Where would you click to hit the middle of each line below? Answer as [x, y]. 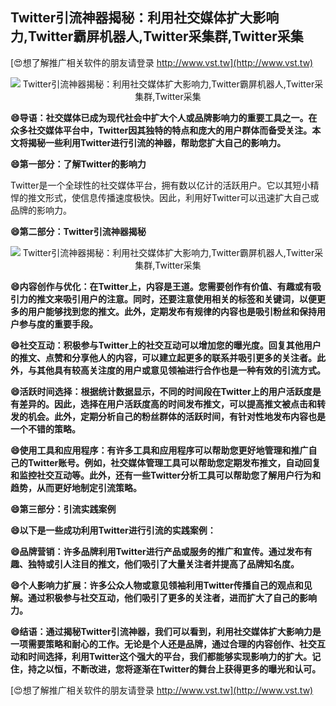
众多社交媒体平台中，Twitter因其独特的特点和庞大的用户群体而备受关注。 [161, 130]
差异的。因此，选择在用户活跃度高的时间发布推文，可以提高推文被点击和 [167, 404]
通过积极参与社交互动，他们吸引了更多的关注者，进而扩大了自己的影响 [172, 597]
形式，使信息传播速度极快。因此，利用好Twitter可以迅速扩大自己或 [182, 197]
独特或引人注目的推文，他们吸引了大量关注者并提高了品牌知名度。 [163, 564]
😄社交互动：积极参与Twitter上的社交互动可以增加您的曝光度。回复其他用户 [166, 345]
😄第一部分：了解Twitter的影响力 [78, 164]
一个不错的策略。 [45, 429]
